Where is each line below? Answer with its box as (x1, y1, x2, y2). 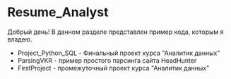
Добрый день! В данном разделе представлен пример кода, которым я (7, 28, 224, 36)
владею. (7, 35, 33, 43)
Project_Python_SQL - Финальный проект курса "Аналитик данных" (17, 49, 220, 57)
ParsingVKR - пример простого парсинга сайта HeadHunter (17, 56, 197, 64)
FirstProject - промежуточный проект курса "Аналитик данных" (17, 63, 210, 72)
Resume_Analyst (7, 4, 109, 20)
